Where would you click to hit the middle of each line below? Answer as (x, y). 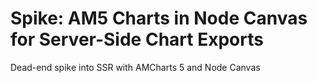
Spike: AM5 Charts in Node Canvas (159, 18)
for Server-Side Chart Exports (137, 39)
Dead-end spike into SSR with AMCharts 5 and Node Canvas (135, 67)
